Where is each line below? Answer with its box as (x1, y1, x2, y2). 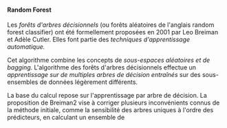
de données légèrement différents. (39, 78, 138, 86)
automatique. (7, 43, 45, 51)
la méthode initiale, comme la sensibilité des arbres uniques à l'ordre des (7, 106, 214, 114)
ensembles (7, 78, 39, 86)
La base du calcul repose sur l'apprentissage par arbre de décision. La (7, 92, 208, 100)
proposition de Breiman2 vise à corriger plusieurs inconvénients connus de (7, 98, 220, 107)
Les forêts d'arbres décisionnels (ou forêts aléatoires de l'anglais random (7, 21, 215, 29)
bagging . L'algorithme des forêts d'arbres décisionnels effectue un (7, 63, 197, 72)
